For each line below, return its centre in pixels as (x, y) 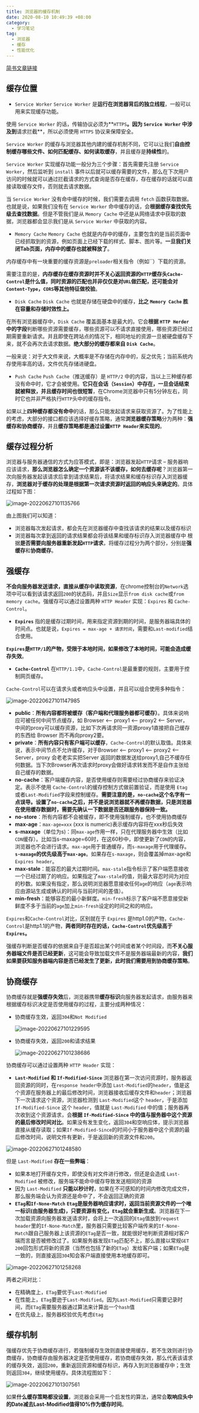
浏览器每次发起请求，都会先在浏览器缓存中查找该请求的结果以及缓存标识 (103, 528)
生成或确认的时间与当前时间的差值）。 (81, 891)
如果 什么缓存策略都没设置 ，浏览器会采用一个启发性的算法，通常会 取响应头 (97, 1396)
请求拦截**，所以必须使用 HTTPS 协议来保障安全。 (77, 131)
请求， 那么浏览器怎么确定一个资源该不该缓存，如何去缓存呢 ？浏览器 (99, 469)
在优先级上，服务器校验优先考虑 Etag (59, 1314)
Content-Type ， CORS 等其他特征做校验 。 (53, 289)
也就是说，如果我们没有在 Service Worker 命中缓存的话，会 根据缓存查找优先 (99, 206)
